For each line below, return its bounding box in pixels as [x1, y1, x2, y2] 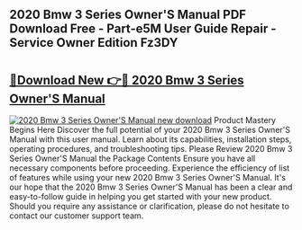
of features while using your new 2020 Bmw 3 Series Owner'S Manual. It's [9, 172, 287, 182]
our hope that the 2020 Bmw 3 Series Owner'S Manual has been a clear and [9, 181, 293, 192]
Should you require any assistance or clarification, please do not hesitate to [9, 201, 290, 211]
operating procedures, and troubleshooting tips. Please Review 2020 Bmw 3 [9, 144, 293, 154]
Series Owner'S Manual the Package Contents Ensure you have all [9, 153, 256, 164]
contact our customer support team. [9, 210, 144, 221]
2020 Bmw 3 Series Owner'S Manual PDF [9, 7, 246, 22]
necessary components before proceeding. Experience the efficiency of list [9, 163, 290, 173]
